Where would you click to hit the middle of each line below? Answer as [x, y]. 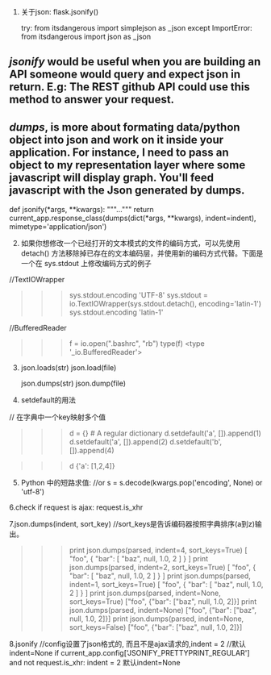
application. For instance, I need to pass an [119, 152]
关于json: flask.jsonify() [60, 12]
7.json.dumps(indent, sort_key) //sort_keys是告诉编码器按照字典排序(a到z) [132, 524]
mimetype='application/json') [58, 227]
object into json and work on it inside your [117, 140]
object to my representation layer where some [127, 165]
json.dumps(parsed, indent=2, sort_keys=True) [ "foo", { [163, 568]
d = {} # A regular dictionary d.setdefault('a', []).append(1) [165, 433]
